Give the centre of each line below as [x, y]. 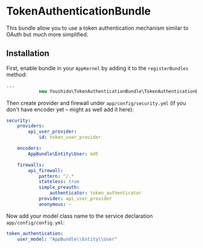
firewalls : [31, 165]
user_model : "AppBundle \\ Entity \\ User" [67, 239]
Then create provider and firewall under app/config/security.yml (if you [96, 103]
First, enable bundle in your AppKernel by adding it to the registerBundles [98, 68]
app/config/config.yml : [36, 222]
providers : [31, 126]
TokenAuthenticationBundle [79, 11]
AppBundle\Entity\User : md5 [63, 154]
